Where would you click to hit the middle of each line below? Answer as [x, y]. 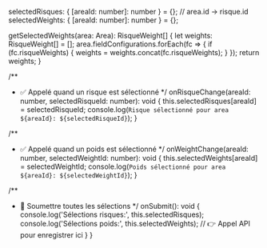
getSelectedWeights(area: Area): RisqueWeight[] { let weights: [111, 36]
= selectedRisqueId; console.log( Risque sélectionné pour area [124, 110]
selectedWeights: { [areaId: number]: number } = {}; [93, 20]
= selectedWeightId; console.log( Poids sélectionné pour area [123, 166]
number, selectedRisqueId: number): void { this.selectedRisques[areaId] [138, 101]
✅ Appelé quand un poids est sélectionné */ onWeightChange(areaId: [134, 149]
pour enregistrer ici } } [56, 235]
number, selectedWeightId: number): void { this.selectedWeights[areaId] [139, 158]
